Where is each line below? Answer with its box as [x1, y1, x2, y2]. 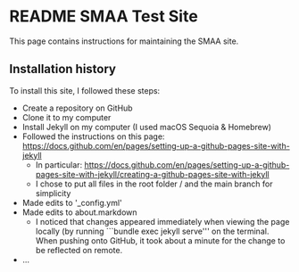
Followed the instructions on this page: [21, 131, 165, 142]
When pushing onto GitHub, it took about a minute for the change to [35, 235, 286, 246]
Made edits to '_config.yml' [21, 197, 122, 208]
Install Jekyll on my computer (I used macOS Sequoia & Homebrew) [21, 121, 272, 132]
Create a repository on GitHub [21, 103, 133, 113]
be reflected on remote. [35, 244, 123, 255]
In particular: [35, 159, 83, 170]
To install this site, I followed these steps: [9, 85, 161, 95]
